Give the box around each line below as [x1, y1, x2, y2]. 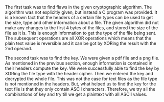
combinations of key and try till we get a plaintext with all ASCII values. [5, 91, 148, 97]
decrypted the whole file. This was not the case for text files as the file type [5, 76, 158, 82]
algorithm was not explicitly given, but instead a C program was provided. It [5, 9, 158, 15]
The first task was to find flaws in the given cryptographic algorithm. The [5, 4, 152, 10]
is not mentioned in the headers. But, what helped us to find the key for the [5, 81, 156, 87]
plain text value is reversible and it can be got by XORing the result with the [5, 41, 157, 46]
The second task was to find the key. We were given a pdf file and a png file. [5, 55, 160, 61]
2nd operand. [5, 46, 33, 51]
